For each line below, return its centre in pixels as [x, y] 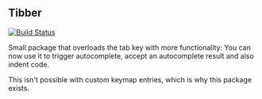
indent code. [29, 64]
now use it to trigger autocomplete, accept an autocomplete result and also [131, 55]
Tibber [25, 13]
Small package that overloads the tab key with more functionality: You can [130, 48]
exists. [19, 88]
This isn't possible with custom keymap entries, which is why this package [130, 79]
